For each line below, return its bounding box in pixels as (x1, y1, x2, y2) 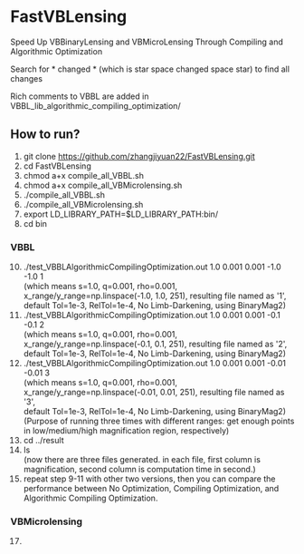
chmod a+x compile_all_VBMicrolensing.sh (23, 180, 183, 190)
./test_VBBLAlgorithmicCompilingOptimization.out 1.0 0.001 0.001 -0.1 (23, 310, 281, 321)
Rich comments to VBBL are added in (10, 91, 149, 102)
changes (10, 73, 43, 83)
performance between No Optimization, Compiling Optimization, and (23, 483, 280, 494)
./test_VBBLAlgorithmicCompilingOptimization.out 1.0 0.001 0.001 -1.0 (23, 261, 281, 273)
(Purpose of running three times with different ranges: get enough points (23, 415, 295, 427)
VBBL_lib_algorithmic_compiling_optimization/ (10, 100, 181, 111)
